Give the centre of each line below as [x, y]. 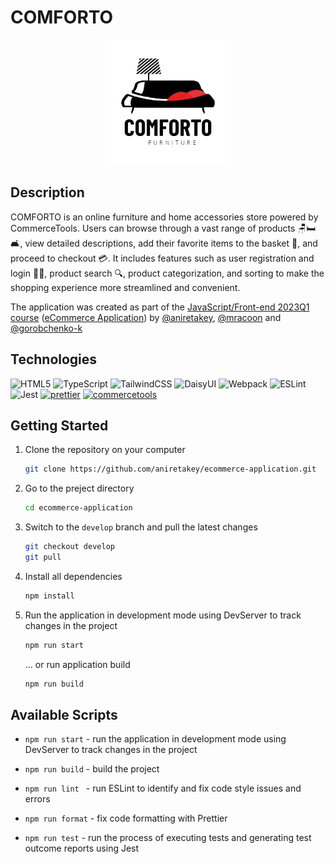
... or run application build [77, 664]
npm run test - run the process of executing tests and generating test [168, 838]
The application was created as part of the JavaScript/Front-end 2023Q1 [160, 307]
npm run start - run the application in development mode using [155, 739]
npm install [49, 596]
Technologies [54, 359]
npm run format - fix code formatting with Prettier [126, 818]
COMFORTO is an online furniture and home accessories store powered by [164, 217]
